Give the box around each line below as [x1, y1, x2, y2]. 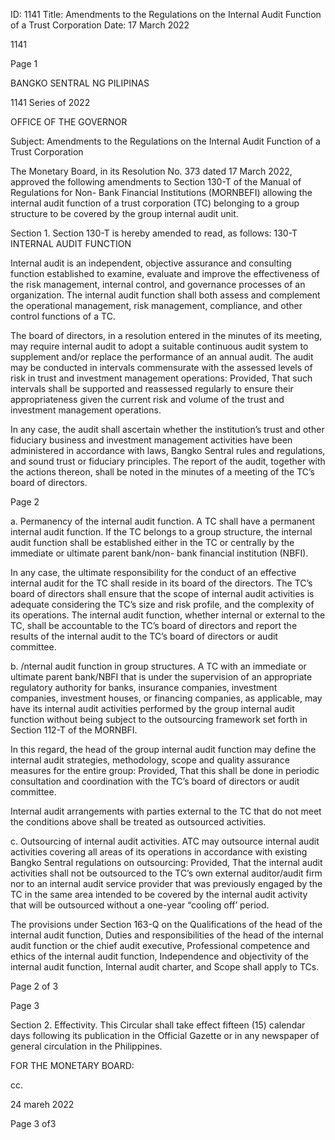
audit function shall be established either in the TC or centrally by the [10, 537, 295, 548]
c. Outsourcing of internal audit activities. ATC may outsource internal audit [10, 835, 320, 847]
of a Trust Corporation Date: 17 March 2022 [10, 19, 190, 31]
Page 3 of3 [10, 1118, 57, 1129]
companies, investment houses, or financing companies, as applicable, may [10, 692, 323, 704]
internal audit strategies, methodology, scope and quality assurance [10, 754, 291, 766]
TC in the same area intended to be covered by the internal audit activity [10, 889, 308, 900]
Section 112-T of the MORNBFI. [10, 724, 138, 736]
